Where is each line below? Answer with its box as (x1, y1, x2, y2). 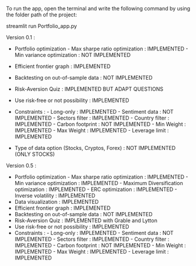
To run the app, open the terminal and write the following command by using (6, 5, 191, 12)
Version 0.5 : (6, 162, 37, 169)
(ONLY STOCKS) (14, 151, 55, 158)
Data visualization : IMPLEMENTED (14, 199, 99, 205)
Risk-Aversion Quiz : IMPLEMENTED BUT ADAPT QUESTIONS (14, 86, 164, 93)
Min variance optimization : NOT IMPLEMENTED (14, 52, 131, 58)
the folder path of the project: (6, 11, 77, 18)
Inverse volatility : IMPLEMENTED (14, 192, 95, 199)
